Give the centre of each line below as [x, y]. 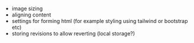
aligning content [31, 15]
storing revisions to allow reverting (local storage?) [73, 34]
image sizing [27, 9]
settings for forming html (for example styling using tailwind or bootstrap [100, 21]
